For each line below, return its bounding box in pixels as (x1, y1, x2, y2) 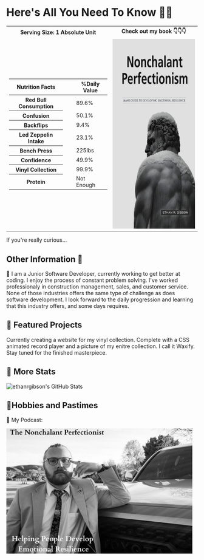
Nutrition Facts (16, 83, 56, 90)
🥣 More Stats (6, 367, 56, 377)
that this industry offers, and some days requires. (6, 302, 129, 309)
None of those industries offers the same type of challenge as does (6, 290, 175, 296)
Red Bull (25, 96, 47, 103)
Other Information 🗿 (6, 254, 83, 264)
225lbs (75, 146, 94, 154)
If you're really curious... (6, 236, 67, 244)
